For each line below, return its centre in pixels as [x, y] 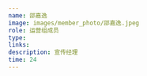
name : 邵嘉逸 [28, 15]
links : [19, 45]
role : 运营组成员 [34, 30]
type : [17, 38]
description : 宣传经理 [43, 52]
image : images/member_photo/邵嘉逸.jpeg [74, 23]
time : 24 [23, 60]
